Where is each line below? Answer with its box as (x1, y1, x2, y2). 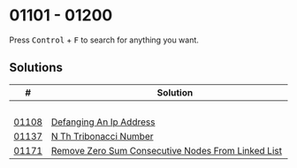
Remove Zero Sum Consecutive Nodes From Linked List (50, 144, 283, 157)
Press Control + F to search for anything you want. (9, 34, 199, 45)
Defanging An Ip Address (50, 116, 156, 128)
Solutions (9, 60, 64, 75)
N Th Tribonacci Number (50, 130, 154, 142)
